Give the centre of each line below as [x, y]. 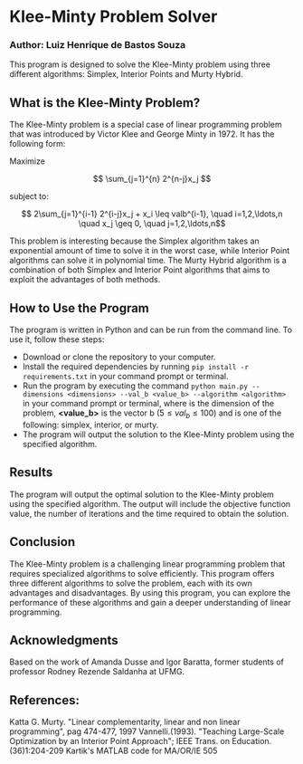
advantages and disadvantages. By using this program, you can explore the [150, 592]
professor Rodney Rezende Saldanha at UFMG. [97, 672]
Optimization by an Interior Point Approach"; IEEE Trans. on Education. [141, 741]
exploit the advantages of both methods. [85, 280]
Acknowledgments [64, 640]
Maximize [27, 161]
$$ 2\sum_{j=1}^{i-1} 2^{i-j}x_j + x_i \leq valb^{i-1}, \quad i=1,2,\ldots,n [152, 214]
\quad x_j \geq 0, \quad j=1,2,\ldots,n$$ [152, 224]
